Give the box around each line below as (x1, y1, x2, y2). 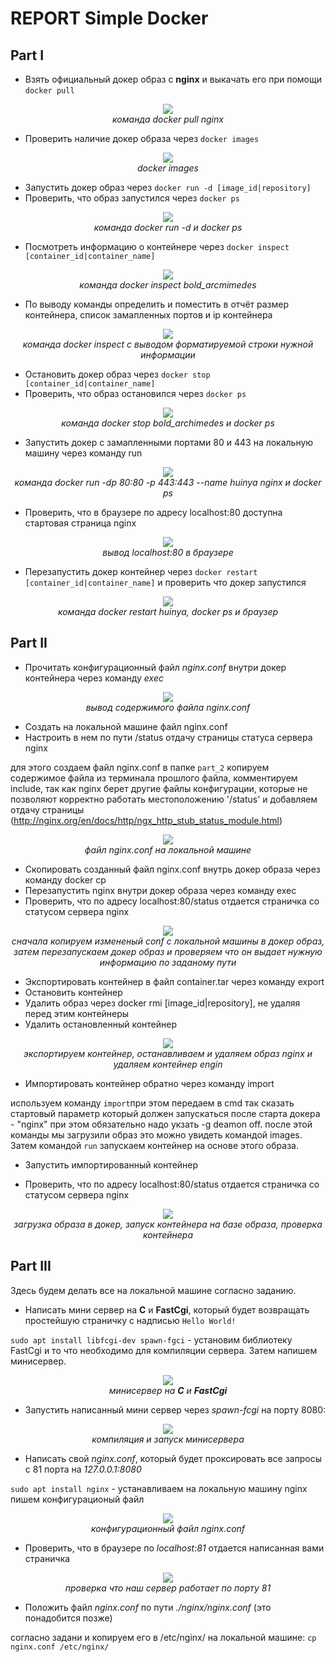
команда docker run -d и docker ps (93, 222, 243, 233)
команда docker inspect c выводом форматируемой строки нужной (22, 338, 314, 350)
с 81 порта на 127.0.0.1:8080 (24, 1463, 142, 1475)
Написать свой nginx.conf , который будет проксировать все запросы (24, 1452, 322, 1464)
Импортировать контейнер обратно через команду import (24, 1077, 275, 1089)
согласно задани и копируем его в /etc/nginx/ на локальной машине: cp (10, 1631, 317, 1643)
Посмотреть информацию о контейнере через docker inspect (24, 241, 290, 252)
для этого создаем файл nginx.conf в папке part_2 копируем (10, 761, 270, 773)
